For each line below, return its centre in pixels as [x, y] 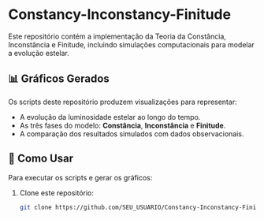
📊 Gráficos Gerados [59, 79]
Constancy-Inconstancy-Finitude [119, 15]
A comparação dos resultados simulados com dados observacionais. [132, 134]
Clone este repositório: [57, 193]
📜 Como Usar [41, 159]
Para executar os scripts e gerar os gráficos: [80, 177]
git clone [36, 207]
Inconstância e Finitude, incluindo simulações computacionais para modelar [131, 44]
